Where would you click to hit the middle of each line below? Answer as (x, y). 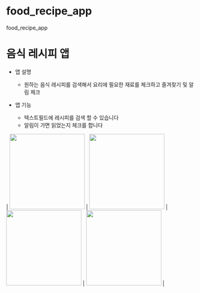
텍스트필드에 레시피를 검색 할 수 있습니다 (71, 117)
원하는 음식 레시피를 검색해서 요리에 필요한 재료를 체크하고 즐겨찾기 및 (106, 84)
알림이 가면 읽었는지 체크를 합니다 (63, 125)
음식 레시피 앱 (38, 54)
